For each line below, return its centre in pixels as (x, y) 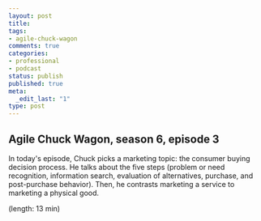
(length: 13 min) (34, 208)
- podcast (25, 69)
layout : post (30, 16)
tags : (17, 31)
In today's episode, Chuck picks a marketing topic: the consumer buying (129, 158)
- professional (34, 62)
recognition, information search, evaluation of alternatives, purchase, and (131, 176)
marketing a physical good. (54, 193)
